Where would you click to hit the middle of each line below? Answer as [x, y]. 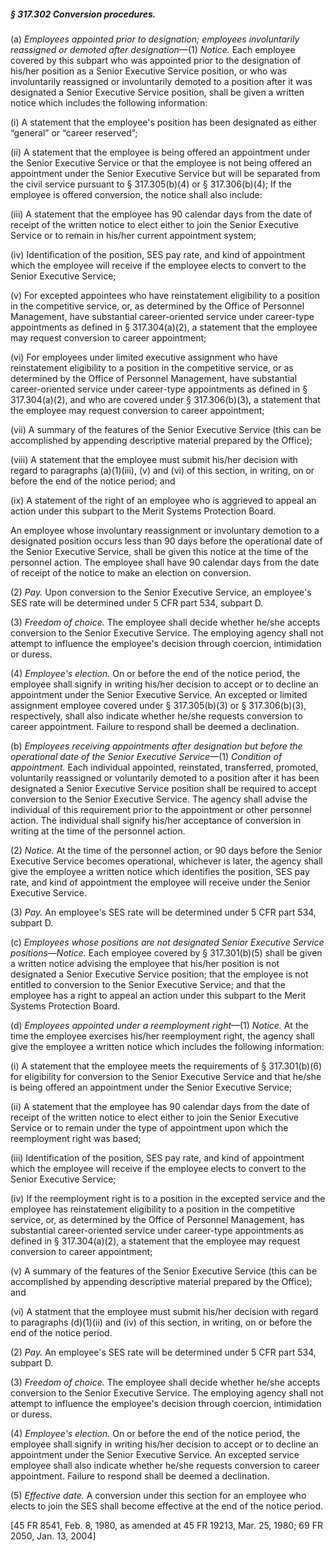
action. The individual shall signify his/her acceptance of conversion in [156, 820]
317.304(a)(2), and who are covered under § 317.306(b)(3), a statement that [165, 399]
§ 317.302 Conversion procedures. [83, 14]
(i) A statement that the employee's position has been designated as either [164, 122]
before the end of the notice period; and [93, 481]
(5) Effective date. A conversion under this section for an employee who [158, 1495]
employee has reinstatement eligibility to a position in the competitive [153, 1209]
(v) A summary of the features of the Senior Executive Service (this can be [164, 1271]
